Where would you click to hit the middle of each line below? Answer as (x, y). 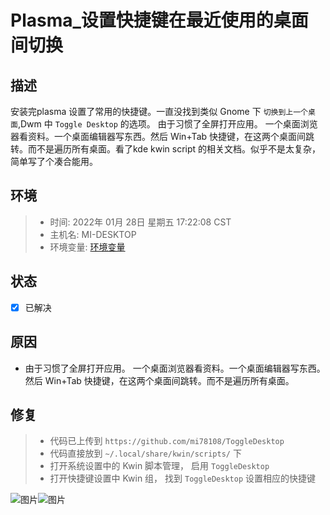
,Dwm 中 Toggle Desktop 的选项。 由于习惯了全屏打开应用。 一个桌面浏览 (167, 124)
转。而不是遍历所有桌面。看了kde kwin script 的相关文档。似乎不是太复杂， (166, 149)
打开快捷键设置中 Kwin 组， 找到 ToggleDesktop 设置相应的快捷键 (183, 478)
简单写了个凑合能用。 (54, 161)
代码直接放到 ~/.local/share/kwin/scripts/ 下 (145, 453)
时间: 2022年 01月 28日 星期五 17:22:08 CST (140, 222)
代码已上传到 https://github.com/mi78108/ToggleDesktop (167, 441)
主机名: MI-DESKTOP (93, 234)
